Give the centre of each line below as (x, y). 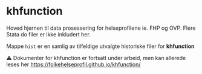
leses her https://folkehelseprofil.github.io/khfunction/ (73, 64)
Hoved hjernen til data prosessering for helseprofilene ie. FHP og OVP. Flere (101, 28)
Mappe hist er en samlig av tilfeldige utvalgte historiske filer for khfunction (100, 46)
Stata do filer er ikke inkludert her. (48, 34)
